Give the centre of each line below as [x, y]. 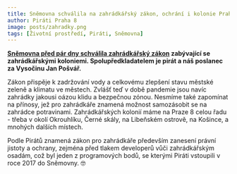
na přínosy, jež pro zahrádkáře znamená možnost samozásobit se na [107, 105]
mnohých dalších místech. [45, 127]
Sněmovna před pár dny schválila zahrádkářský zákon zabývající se [109, 54]
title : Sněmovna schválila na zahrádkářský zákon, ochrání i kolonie [112, 14]
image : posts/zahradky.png [47, 27]
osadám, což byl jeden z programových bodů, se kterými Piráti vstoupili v [114, 156]
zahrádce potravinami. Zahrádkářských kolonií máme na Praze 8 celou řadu [117, 112]
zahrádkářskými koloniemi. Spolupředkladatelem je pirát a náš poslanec [115, 61]
